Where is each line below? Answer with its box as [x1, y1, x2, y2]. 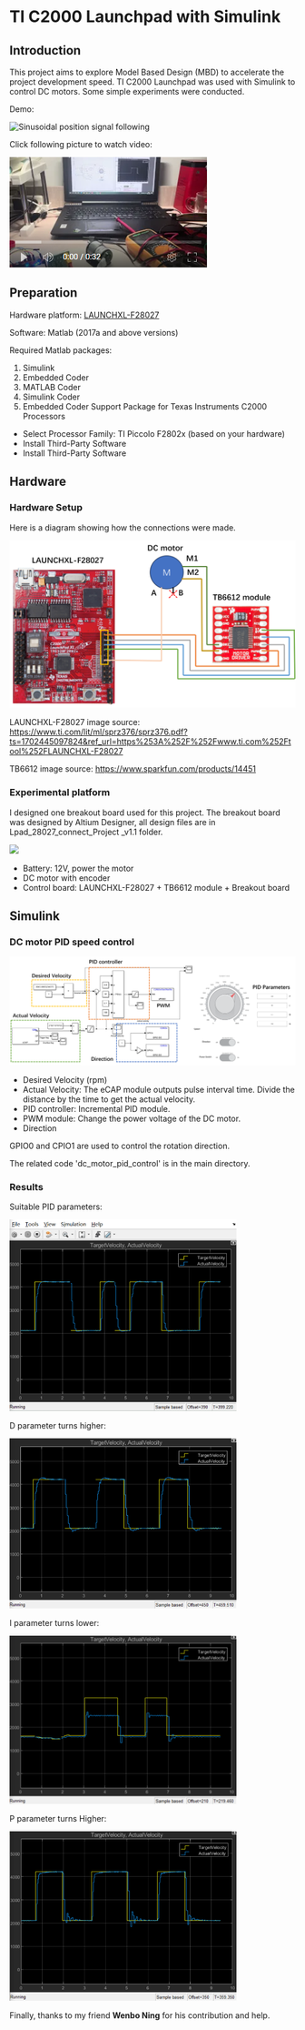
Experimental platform [9, 786, 111, 799]
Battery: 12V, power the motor [22, 863, 134, 874]
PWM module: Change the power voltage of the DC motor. [22, 1113, 241, 1124]
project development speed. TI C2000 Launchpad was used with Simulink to [9, 76, 296, 87]
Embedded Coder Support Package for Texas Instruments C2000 [22, 400, 268, 411]
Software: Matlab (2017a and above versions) [9, 327, 179, 338]
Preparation [9, 285, 78, 301]
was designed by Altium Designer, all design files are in [9, 816, 216, 827]
